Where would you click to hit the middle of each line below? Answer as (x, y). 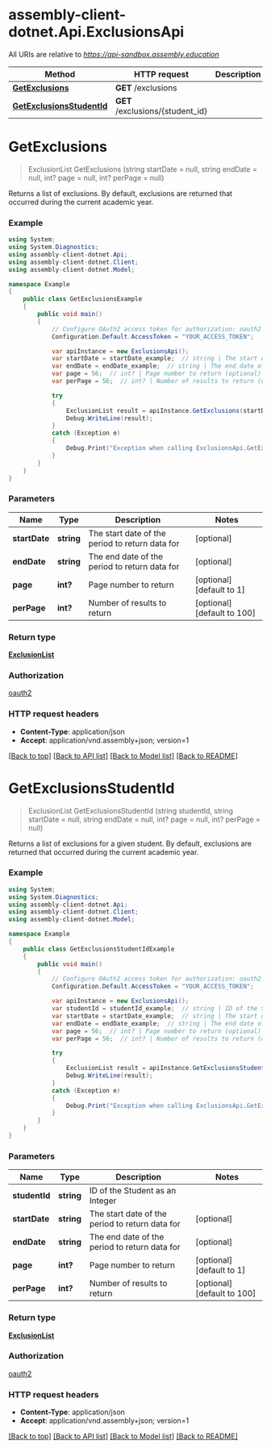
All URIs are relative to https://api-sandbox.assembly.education (114, 54)
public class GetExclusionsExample (83, 299)
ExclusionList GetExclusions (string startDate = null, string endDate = (143, 169)
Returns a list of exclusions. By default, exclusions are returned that (120, 193)
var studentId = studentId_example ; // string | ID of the (154, 1009)
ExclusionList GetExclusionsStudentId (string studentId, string (131, 810)
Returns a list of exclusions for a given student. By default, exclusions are (130, 843)
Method (60, 74)
